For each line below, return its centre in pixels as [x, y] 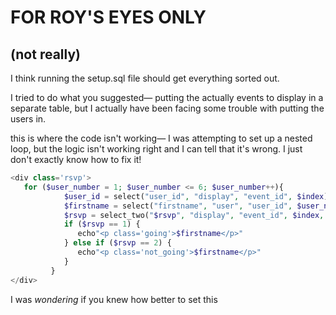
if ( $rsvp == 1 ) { [102, 224]
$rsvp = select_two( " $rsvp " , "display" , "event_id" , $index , [194, 215]
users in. [28, 119]
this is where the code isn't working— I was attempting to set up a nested [161, 138]
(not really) [46, 54]
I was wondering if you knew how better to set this [114, 299]
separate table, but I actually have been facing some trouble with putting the [167, 108]
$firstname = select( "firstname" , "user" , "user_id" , [178, 206]
